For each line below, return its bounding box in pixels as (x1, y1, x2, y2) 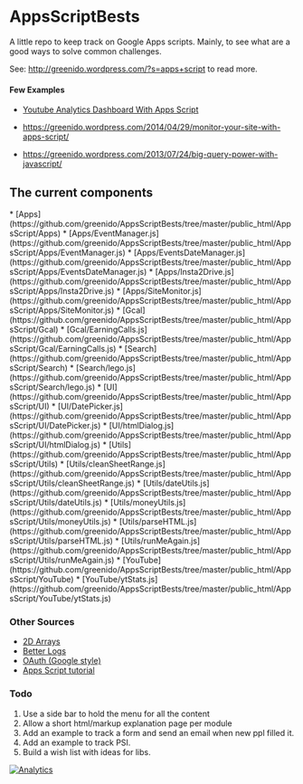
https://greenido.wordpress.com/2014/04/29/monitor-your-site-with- (22, 122, 281, 133)
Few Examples (9, 84, 65, 95)
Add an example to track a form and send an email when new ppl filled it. (22, 727, 295, 738)
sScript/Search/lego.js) (9, 382, 96, 392)
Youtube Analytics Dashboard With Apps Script (22, 104, 199, 115)
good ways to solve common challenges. (9, 45, 162, 56)
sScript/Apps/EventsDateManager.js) (9, 266, 147, 277)
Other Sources (9, 615, 75, 628)
